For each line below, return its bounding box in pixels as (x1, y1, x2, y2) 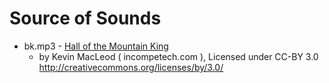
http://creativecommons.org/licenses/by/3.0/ (38, 61, 224, 73)
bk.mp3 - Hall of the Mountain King (23, 40, 169, 52)
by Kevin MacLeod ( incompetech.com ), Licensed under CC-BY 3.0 (38, 50, 319, 62)
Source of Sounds (9, 7, 162, 30)
